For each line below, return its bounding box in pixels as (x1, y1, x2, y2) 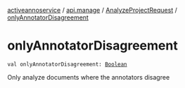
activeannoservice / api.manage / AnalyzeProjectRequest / (7, 6, 177, 14)
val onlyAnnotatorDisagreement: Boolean (7, 61, 128, 68)
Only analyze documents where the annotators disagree (7, 73, 170, 81)
